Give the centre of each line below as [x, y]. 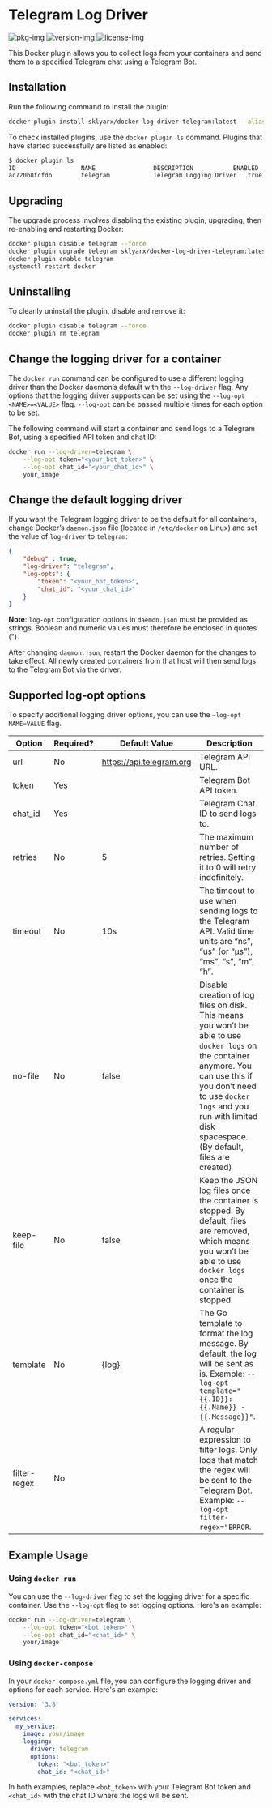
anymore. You [226, 1066]
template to [221, 1323]
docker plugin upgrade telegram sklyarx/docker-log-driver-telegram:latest [139, 251]
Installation [37, 87]
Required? [74, 743]
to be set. [24, 412]
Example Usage [49, 1556]
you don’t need [228, 1086]
